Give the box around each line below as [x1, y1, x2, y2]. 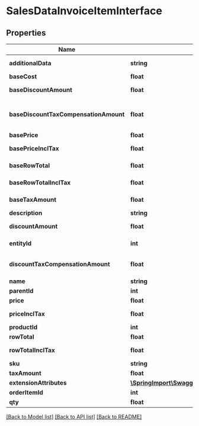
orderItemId [9, 389, 43, 396]
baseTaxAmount [9, 196, 56, 204]
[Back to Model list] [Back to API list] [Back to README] [6, 414, 142, 420]
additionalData [9, 59, 52, 67]
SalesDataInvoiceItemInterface [6, 4, 163, 18]
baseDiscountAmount [9, 86, 73, 94]
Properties [6, 28, 46, 38]
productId [9, 323, 37, 331]
